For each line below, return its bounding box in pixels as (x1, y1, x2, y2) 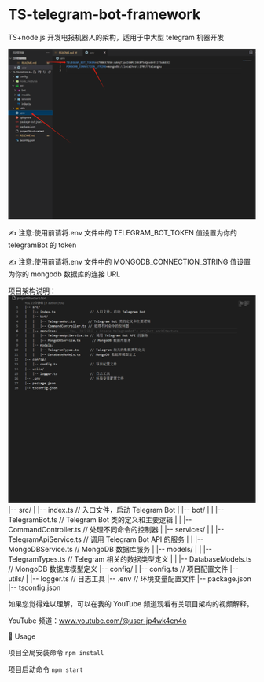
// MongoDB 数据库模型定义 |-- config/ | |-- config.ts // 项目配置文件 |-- (8, 564, 239, 573)
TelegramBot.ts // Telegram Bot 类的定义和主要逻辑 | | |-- (8, 514, 192, 524)
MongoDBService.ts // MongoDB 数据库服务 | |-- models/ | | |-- (8, 544, 212, 554)
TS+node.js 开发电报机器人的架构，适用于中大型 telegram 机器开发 (8, 32, 225, 42)
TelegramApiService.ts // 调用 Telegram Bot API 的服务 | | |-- (8, 534, 204, 544)
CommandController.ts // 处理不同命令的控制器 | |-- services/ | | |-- (8, 524, 225, 534)
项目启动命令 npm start (8, 664, 84, 674)
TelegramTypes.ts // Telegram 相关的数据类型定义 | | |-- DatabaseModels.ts (8, 554, 252, 564)
